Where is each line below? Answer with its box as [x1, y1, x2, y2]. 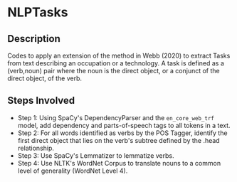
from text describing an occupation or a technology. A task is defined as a [7, 59, 224, 68]
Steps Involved [7, 95, 75, 107]
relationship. [17, 144, 55, 152]
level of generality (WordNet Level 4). [17, 166, 128, 175]
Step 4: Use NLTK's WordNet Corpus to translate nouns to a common [17, 159, 221, 167]
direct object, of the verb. [7, 74, 83, 82]
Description [7, 33, 60, 45]
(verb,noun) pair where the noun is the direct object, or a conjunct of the [7, 67, 221, 75]
